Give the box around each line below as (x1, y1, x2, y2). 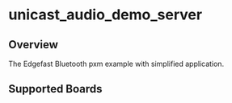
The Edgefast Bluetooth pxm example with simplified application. (8, 59, 225, 68)
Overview (8, 38, 59, 51)
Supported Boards (8, 82, 103, 96)
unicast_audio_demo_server (8, 6, 203, 24)
